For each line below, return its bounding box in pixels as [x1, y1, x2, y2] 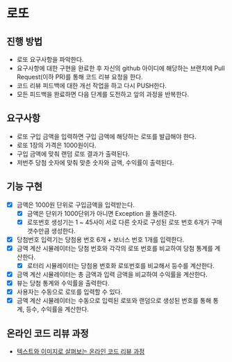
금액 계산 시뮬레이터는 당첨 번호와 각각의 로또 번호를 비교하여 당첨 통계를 [16, 244, 213, 252]
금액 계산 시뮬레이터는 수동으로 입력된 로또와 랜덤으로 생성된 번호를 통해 [16, 297, 212, 305]
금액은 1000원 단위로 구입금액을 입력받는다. [16, 200, 135, 209]
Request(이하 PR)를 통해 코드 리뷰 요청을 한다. [16, 73, 143, 81]
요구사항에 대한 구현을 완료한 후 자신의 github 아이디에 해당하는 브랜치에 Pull [16, 64, 225, 72]
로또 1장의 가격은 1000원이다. [16, 141, 97, 149]
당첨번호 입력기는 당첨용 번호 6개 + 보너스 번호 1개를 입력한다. [16, 235, 185, 244]
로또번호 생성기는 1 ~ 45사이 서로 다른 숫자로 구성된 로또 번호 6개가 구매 [26, 218, 223, 226]
